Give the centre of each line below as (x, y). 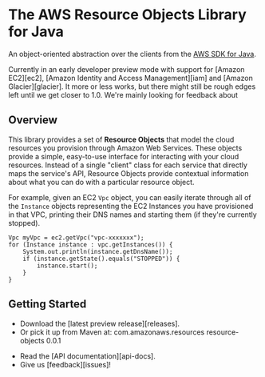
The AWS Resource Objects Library (128, 15)
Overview (33, 120)
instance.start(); (67, 266)
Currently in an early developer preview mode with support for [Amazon (127, 69)
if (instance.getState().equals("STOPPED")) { (101, 259)
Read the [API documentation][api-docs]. (87, 356)
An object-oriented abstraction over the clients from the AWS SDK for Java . (132, 54)
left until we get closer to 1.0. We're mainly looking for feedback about (123, 94)
